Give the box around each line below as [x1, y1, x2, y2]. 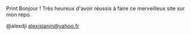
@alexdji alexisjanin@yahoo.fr [6, 23, 79, 29]
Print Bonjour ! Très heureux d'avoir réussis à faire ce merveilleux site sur [6, 5, 185, 12]
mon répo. [6, 11, 31, 18]
